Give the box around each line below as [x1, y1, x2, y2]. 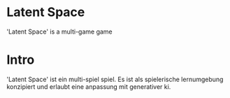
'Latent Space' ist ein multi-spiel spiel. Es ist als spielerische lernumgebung [6, 75, 224, 83]
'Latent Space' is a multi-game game [6, 27, 113, 36]
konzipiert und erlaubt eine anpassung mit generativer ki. [6, 82, 171, 91]
